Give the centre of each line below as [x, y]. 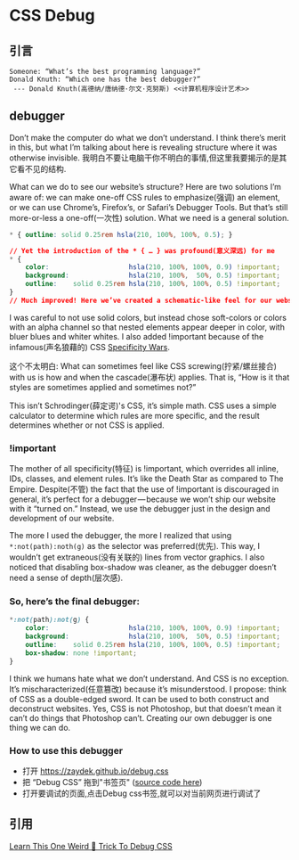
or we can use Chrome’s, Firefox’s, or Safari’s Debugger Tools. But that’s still [149, 207]
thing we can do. [40, 727]
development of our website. [62, 519]
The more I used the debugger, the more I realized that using [121, 536]
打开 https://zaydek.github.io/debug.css [95, 771]
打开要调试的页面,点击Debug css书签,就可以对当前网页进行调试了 [141, 793]
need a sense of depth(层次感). [66, 578]
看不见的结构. [41, 168]
